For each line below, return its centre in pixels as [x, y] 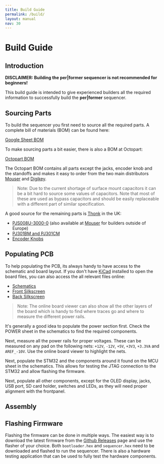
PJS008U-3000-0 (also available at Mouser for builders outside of [79, 223]
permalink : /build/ [25, 14]
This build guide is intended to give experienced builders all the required [78, 93]
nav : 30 [13, 23]
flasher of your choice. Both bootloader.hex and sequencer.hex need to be [80, 446]
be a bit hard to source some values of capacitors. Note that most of [86, 194]
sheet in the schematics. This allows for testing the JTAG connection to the [81, 366]
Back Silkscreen [28, 296]
